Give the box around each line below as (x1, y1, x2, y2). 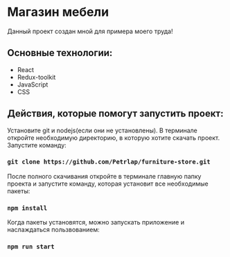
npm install (7, 204, 48, 212)
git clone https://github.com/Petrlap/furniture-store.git (7, 158, 211, 166)
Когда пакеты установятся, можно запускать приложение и (7, 218, 185, 227)
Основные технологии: (7, 47, 113, 59)
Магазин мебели (7, 4, 109, 20)
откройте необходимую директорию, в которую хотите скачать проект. (7, 133, 220, 142)
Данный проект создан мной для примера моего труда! (7, 27, 173, 35)
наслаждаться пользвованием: (7, 226, 100, 234)
